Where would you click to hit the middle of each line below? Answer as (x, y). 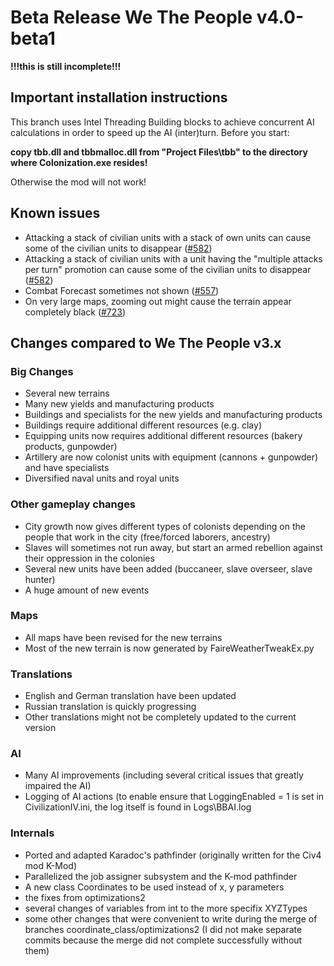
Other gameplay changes (73, 504)
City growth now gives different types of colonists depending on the (165, 526)
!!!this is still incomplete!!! (66, 66)
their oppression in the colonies (89, 558)
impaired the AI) (58, 786)
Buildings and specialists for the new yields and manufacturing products (173, 415)
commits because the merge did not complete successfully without (163, 940)
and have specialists (67, 468)
